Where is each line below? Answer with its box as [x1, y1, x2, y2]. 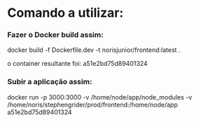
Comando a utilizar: [7, 5, 124, 21]
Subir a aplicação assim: [7, 77, 92, 87]
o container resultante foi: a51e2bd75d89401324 [7, 60, 149, 68]
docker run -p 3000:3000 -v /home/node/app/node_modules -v [7, 93, 193, 101]
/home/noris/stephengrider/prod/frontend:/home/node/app [7, 100, 178, 109]
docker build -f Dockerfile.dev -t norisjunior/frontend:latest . [7, 46, 181, 54]
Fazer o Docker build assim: [7, 30, 104, 40]
